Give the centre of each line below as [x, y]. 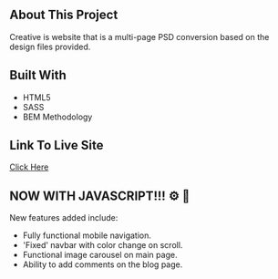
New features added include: [64, 218]
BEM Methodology [57, 117]
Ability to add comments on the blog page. [103, 264]
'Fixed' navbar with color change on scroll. [103, 245]
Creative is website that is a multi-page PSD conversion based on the [139, 36]
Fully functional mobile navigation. [87, 235]
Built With [38, 75]
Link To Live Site [57, 145]
